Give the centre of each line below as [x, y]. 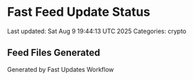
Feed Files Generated [54, 53]
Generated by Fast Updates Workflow [61, 69]
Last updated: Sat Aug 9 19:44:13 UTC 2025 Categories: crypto [97, 31]
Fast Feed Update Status [79, 12]
